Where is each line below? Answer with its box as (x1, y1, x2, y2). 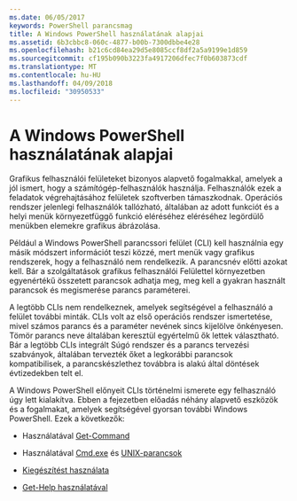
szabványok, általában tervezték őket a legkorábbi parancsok (9, 349, 233, 360)
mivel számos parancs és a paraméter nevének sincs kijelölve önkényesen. (9, 321, 284, 332)
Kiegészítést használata (21, 465, 109, 475)
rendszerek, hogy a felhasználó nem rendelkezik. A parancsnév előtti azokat (9, 256, 288, 267)
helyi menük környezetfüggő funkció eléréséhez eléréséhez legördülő (9, 211, 264, 222)
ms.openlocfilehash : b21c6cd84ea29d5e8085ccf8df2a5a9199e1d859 (9, 46, 248, 55)
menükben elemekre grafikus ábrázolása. (9, 221, 161, 231)
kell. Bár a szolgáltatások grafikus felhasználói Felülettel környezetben (9, 266, 266, 277)
